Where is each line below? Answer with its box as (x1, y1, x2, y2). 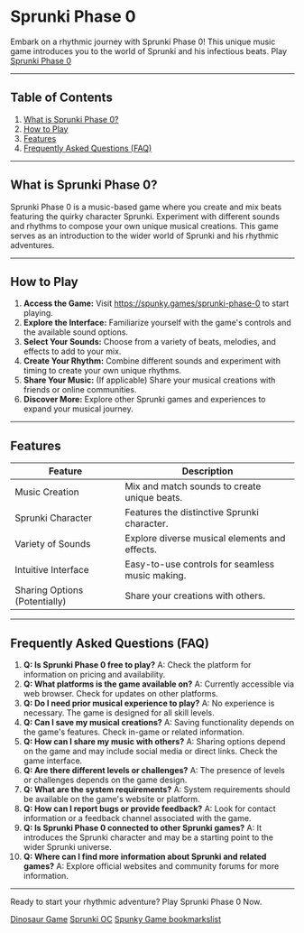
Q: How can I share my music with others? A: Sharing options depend (23, 736, 286, 746)
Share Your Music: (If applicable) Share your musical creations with (23, 374, 276, 385)
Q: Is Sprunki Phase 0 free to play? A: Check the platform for (23, 660, 252, 670)
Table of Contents (10, 90, 114, 106)
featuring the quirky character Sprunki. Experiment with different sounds (10, 210, 281, 222)
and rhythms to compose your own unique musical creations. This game (10, 220, 279, 231)
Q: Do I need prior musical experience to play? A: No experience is (23, 697, 275, 708)
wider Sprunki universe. (23, 842, 112, 852)
